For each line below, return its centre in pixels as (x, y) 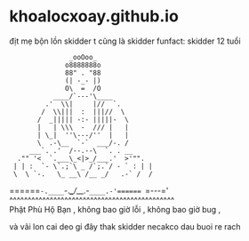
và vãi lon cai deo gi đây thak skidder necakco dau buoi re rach (125, 226)
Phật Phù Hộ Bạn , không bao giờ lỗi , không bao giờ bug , (115, 209)
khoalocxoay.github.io (94, 16)
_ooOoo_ (83, 57)
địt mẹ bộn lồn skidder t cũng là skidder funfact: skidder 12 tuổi (125, 41)
